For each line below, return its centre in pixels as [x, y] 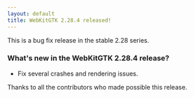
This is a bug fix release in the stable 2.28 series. [78, 40]
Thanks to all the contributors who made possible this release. [97, 87]
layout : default [31, 14]
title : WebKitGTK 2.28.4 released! [59, 20]
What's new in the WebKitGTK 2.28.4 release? [89, 58]
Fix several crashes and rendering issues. [78, 73]
